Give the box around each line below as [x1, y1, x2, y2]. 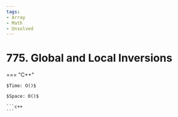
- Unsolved [6, 25, 34, 32]
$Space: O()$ [6, 94, 39, 100]
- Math [6, 20, 23, 26]
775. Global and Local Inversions [6, 52, 173, 65]
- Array [6, 14, 26, 20]
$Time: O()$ [6, 83, 36, 89]
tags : [6, 8, 20, 15]
